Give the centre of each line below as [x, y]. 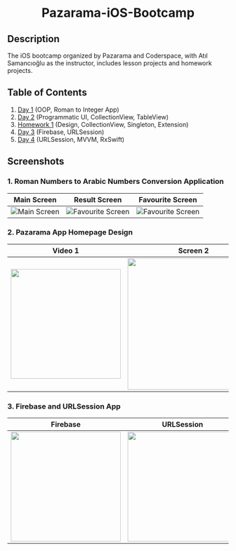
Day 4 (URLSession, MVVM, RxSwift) [71, 139]
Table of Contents [47, 93]
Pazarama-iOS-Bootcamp [118, 13]
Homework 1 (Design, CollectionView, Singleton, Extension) [103, 124]
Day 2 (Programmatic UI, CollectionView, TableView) [93, 117]
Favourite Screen [168, 199]
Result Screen [98, 199]
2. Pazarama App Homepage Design [70, 232]
